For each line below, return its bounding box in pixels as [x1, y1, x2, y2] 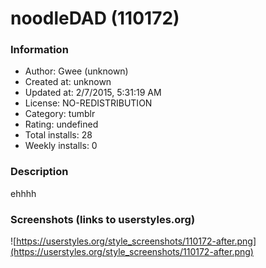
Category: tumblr [24, 108, 96, 120]
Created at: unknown [24, 76, 112, 88]
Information [10, 43, 69, 57]
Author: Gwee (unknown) [24, 65, 129, 77]
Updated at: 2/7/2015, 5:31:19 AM [24, 87, 162, 99]
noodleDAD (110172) [10, 7, 180, 30]
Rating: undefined [24, 118, 99, 131]
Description [10, 165, 69, 179]
